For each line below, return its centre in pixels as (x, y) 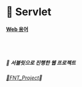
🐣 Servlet (29, 12)
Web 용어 (17, 29)
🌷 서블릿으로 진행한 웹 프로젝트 (41, 62)
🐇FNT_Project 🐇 (24, 78)
